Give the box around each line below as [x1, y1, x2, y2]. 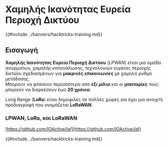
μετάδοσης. [5, 75, 30, 82]
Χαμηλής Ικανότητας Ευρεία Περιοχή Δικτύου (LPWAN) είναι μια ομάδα [5, 60, 161, 66]
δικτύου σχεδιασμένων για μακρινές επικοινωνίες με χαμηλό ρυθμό [5, 70, 152, 76]
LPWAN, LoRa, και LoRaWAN [5, 114, 78, 122]
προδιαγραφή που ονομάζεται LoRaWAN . [5, 102, 93, 108]
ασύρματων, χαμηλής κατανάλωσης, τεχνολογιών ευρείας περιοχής [5, 65, 151, 71]
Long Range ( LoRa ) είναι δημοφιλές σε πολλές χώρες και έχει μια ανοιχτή [5, 96, 163, 102]
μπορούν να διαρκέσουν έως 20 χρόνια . [5, 86, 91, 93]
